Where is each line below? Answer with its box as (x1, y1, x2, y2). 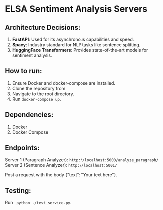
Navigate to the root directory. (12, 91, 75, 97)
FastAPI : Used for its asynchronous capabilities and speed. (12, 36, 134, 42)
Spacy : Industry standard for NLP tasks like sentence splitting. (12, 42, 141, 48)
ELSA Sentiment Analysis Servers (5, 3, 148, 15)
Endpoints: (5, 144, 40, 152)
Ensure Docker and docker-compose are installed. (12, 80, 116, 86)
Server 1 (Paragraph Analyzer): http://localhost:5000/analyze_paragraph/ (5, 157, 159, 163)
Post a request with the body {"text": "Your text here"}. (5, 172, 118, 178)
